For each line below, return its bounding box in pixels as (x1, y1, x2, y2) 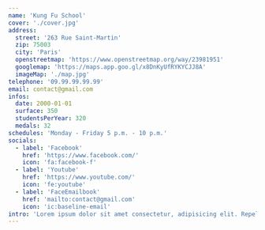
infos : (8, 92, 30, 100)
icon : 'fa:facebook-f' (22, 159, 97, 167)
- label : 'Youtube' (15, 166, 80, 174)
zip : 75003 (15, 41, 51, 49)
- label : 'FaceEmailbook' (15, 187, 101, 196)
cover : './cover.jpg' (8, 19, 80, 27)
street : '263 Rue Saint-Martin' (15, 33, 122, 42)
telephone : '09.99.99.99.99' (8, 77, 104, 85)
